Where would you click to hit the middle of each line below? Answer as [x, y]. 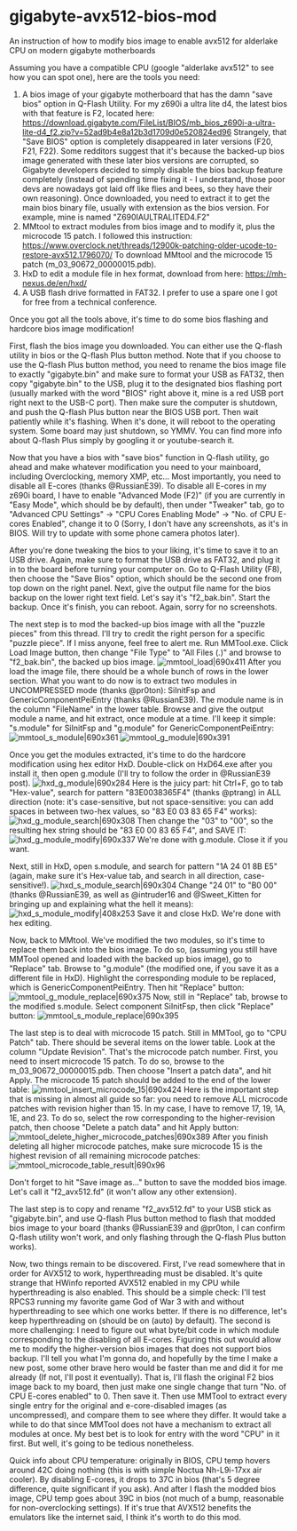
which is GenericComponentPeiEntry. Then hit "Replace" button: [127, 987]
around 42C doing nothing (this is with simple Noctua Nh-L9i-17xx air [136, 1470]
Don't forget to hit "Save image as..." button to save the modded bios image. [148, 1182]
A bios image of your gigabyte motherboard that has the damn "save [147, 94]
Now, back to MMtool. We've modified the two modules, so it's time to [137, 940]
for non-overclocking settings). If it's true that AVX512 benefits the [130, 1507]
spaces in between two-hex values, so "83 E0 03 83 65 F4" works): [133, 811]
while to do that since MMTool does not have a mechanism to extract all [141, 1424]
